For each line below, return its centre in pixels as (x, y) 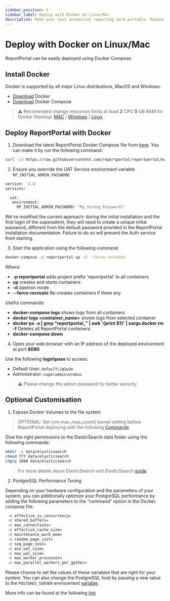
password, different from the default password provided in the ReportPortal (84, 228)
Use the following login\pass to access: (47, 359)
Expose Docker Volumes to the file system (57, 412)
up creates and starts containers (47, 282)
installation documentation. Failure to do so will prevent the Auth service (80, 233)
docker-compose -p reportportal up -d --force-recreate (65, 257)
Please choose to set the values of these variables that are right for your (80, 573)
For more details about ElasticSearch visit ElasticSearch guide (82, 470)
